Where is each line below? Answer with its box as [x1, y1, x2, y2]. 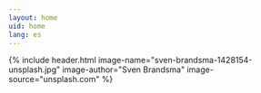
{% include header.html [8, 55, 96, 66]
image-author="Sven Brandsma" [62, 64, 186, 75]
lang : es [8, 30, 42, 39]
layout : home [8, 13, 58, 23]
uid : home [8, 22, 46, 31]
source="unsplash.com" [8, 74, 100, 85]
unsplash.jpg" [8, 64, 61, 75]
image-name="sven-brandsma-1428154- [97, 55, 253, 66]
